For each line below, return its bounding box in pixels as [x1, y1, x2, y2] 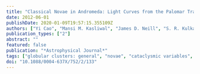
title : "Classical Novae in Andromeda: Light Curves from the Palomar [6, 8, 185, 15]
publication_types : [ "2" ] [6, 31, 70, 37]
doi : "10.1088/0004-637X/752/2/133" [6, 58, 97, 64]
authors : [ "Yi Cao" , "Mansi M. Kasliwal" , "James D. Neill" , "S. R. [6, 25, 180, 32]
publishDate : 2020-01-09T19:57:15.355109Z [6, 20, 113, 26]
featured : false [6, 42, 46, 48]
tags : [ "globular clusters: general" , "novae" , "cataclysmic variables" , [6, 53, 193, 59]
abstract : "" [6, 36, 39, 42]
